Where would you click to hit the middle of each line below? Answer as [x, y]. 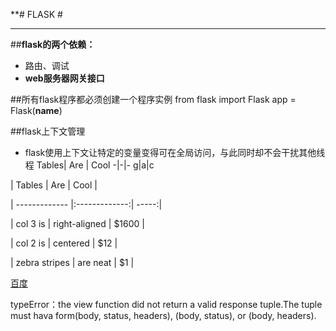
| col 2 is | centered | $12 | [64, 243]
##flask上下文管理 [48, 131]
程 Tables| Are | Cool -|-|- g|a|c [89, 165]
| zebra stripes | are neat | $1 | [72, 262]
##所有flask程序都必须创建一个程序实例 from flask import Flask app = [153, 99]
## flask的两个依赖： [53, 44]
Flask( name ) [36, 110]
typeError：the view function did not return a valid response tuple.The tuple [166, 304]
